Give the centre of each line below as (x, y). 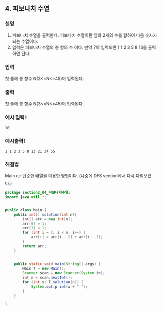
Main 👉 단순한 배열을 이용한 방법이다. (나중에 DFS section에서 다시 (70, 176)
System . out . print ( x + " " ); (59, 287)
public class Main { (26, 210)
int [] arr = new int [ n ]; (48, 219)
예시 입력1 (16, 118)
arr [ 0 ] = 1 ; (35, 224)
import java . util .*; (26, 197)
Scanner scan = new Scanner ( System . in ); (64, 273)
